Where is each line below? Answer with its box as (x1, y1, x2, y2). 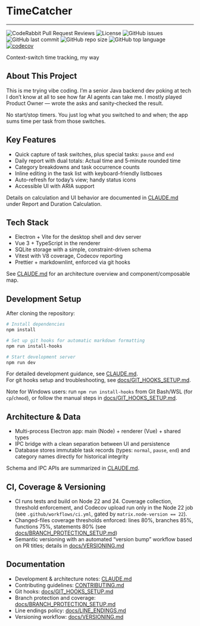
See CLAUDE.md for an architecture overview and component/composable (6, 270, 190, 277)
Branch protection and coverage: (14, 594, 96, 601)
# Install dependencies (6, 321, 65, 328)
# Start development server (6, 354, 76, 360)
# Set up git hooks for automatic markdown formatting (6, 337, 145, 344)
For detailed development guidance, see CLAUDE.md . (6, 370, 138, 377)
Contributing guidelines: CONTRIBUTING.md (14, 581, 124, 588)
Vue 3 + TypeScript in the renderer (14, 240, 101, 247)
